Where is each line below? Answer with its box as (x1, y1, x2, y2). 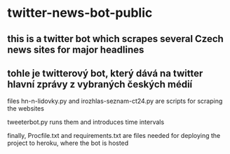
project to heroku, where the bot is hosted (7, 139, 129, 148)
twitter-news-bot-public (7, 5, 153, 21)
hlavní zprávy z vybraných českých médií (7, 78, 193, 90)
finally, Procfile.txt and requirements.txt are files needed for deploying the (7, 132, 221, 140)
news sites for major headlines (7, 43, 144, 55)
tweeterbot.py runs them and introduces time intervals (7, 118, 165, 127)
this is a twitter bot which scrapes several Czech (7, 33, 224, 45)
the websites (7, 104, 44, 113)
